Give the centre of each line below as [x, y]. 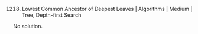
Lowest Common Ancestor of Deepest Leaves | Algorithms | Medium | [107, 9]
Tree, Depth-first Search [51, 15]
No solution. [28, 26]
